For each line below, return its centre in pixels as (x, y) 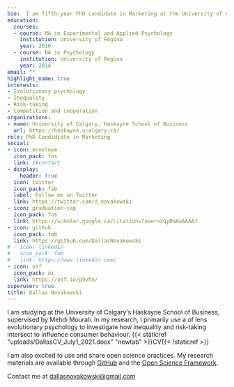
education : (23, 20)
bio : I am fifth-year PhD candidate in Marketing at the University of (115, 14)
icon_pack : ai (34, 273)
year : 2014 (36, 66)
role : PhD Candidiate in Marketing (59, 137)
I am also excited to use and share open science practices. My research (110, 356)
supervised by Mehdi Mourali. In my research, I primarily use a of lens (107, 320)
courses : (26, 26)
